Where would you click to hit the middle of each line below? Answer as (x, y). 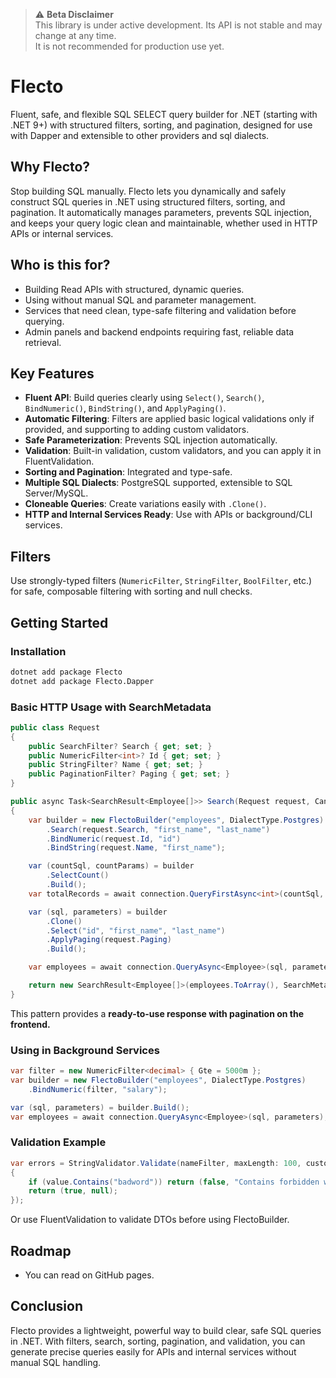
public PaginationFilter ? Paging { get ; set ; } (129, 774)
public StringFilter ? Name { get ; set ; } (115, 765)
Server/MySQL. (56, 493)
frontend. (30, 1024)
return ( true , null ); (73, 1191)
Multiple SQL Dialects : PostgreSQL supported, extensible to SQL (158, 483)
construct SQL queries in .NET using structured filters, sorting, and (148, 201)
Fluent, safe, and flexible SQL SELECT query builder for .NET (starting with (164, 114)
